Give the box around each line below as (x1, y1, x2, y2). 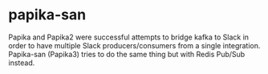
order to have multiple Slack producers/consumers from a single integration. (8, 40, 261, 50)
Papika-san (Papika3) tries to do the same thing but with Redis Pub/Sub (8, 49, 246, 59)
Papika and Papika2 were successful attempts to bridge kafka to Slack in (8, 32, 250, 42)
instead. (8, 58, 35, 68)
